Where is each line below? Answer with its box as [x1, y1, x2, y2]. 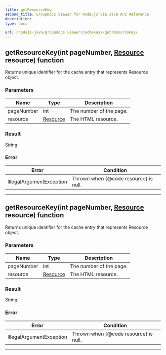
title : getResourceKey [5, 7, 52, 12]
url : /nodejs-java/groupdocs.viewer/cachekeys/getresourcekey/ [5, 30, 138, 35]
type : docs [5, 21, 28, 26]
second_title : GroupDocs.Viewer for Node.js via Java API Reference [5, 12, 149, 17]
